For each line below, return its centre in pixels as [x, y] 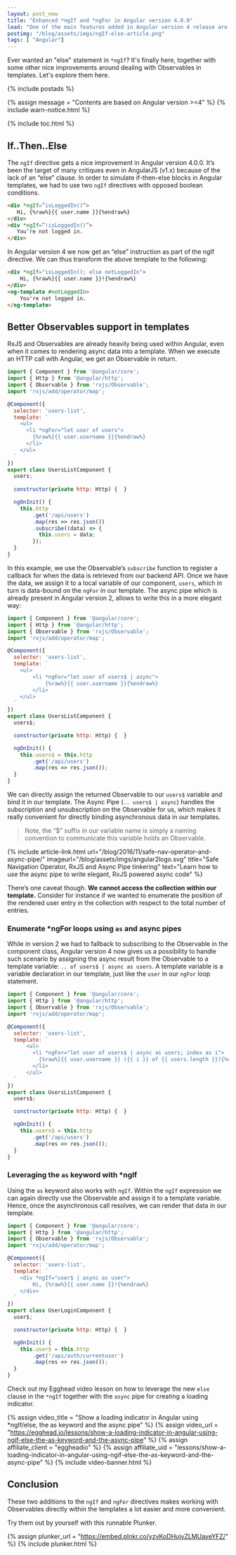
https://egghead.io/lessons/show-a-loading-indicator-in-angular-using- [114, 1432]
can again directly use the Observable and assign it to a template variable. [114, 1198]
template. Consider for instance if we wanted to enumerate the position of [115, 895]
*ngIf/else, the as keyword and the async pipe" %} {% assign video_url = [113, 1425]
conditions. [24, 192]
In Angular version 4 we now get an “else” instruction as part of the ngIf [111, 252]
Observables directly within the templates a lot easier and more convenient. [117, 1508]
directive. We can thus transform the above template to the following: [107, 259]
